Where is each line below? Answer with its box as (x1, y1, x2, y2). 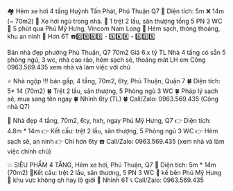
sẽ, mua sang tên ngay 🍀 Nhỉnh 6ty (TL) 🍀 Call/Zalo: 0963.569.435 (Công (7, 94, 219, 103)
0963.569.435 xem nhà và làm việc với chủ (7, 63, 130, 71)
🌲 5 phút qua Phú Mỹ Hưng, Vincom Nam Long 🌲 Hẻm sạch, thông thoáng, (7, 24, 221, 33)
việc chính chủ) (7, 147, 52, 156)
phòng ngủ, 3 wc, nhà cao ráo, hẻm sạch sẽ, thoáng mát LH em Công (7, 56, 206, 64)
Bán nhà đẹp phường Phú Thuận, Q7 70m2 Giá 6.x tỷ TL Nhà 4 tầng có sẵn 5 (7, 49, 227, 56)
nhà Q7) (7, 103, 31, 110)
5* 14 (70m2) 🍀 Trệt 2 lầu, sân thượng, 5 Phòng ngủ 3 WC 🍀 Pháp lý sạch (7, 87, 218, 95)
